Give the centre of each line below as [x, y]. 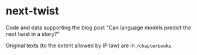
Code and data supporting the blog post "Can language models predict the [98, 27]
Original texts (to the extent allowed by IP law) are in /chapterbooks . [89, 45]
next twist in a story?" [33, 33]
